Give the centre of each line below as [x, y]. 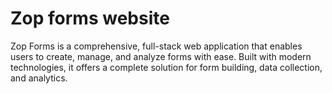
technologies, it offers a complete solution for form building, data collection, [166, 67]
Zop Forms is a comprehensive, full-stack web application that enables [156, 46]
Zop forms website [90, 18]
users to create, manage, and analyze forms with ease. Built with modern [161, 56]
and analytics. [39, 78]
